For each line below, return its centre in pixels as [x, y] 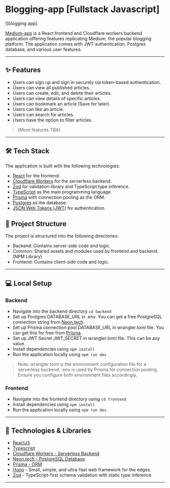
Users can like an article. [38, 109]
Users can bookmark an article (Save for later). [61, 104]
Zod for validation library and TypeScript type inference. [71, 186]
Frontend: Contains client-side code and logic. [61, 262]
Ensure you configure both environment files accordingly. [77, 375]
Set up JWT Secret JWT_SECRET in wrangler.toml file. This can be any [86, 339]
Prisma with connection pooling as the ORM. [59, 197]
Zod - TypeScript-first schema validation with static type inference [82, 475]
